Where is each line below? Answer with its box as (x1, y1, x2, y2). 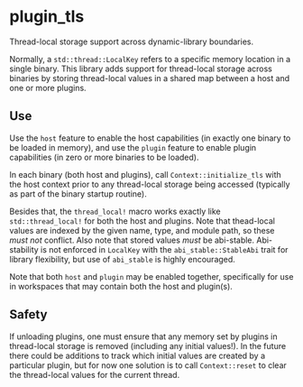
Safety (9, 307, 48, 322)
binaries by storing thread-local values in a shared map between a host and (9, 72, 290, 83)
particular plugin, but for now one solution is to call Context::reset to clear (9, 359, 287, 371)
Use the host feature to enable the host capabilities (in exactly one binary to (9, 133, 291, 143)
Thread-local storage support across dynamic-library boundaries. (9, 36, 254, 47)
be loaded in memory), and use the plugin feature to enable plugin (9, 142, 257, 152)
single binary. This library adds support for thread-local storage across (9, 63, 272, 74)
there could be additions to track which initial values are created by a (9, 350, 266, 361)
